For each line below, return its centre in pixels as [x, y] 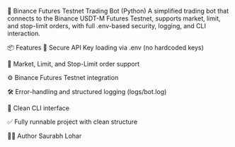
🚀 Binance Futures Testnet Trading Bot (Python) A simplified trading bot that [118, 11]
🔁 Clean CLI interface [38, 108]
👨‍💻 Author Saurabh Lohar [45, 136]
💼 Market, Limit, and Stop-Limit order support [74, 64]
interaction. [24, 33]
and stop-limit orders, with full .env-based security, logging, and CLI [107, 26]
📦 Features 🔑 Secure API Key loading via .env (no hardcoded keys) [105, 47]
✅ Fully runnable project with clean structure [73, 122]
